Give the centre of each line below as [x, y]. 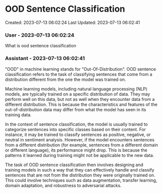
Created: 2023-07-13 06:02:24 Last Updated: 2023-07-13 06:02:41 [72, 22]
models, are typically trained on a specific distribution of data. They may [78, 94]
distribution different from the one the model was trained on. [66, 79]
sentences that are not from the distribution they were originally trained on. [80, 175]
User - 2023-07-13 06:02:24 [40, 35]
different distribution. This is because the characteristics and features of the [81, 104]
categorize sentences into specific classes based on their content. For [75, 129]
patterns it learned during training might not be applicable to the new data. [80, 155]
